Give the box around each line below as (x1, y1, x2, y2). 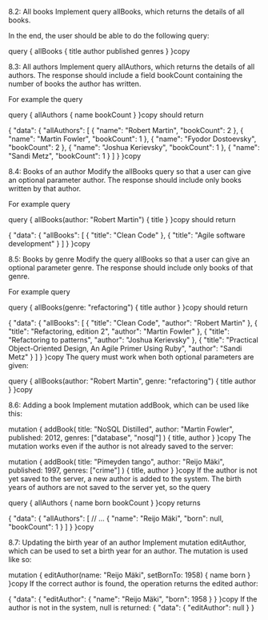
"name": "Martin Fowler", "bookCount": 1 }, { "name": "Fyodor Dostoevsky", (8, 134, 257, 144)
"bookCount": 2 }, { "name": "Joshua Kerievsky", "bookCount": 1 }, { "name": (8, 143, 260, 152)
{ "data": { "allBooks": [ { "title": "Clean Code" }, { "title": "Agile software (8, 230, 246, 240)
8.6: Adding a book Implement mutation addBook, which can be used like (8, 400, 250, 410)
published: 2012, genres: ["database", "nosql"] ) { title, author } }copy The (8, 433, 251, 442)
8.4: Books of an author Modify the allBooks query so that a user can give (8, 167, 252, 176)
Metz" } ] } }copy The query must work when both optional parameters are (8, 352, 254, 362)
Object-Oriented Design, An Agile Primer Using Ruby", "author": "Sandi (8, 344, 242, 353)
